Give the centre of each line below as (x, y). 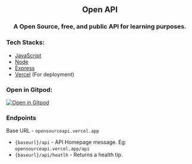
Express (25, 68)
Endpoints (21, 118)
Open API (100, 10)
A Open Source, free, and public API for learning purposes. (100, 27)
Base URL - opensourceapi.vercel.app (53, 131)
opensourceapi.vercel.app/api (52, 149)
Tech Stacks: (26, 43)
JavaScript (28, 55)
